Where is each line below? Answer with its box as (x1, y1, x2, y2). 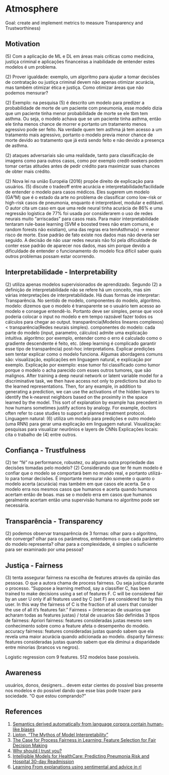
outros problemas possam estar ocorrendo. (5, 253, 96, 259)
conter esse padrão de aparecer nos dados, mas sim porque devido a (5, 242, 150, 248)
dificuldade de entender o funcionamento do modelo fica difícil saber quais (5, 248, 162, 254)
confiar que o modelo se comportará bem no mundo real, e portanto (5, 470, 147, 476)
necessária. (5, 502, 29, 508)
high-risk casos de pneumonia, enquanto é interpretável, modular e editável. (5, 199, 164, 205)
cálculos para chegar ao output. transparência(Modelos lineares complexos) (5, 319, 164, 325)
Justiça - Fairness (5, 561, 63, 570)
